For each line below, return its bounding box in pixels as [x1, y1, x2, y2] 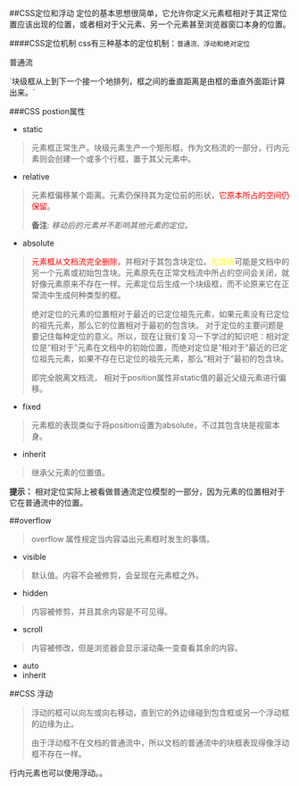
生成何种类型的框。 [54, 289, 126, 300]
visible [21, 552, 46, 562]
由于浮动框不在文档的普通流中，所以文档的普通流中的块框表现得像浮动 [30, 738, 290, 748]
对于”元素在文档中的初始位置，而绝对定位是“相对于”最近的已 [57, 342, 280, 353]
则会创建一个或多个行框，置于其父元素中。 [38, 154, 196, 163]
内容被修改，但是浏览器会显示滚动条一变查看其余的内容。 [30, 642, 243, 653]
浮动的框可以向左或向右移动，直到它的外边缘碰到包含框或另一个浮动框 [30, 707, 290, 717]
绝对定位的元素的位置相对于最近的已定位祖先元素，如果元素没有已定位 [30, 309, 290, 319]
